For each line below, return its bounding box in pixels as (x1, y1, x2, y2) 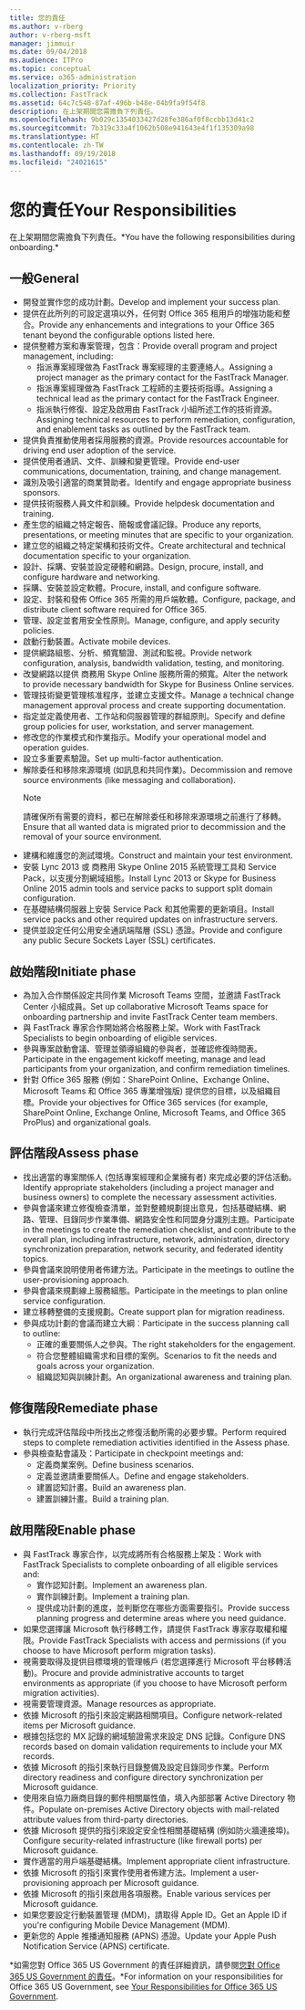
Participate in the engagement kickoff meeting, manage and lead (22, 1053, 266, 1064)
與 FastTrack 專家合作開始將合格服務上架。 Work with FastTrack (22, 1022, 261, 1033)
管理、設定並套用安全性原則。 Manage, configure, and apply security (22, 615, 280, 626)
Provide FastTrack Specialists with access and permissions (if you (38, 1635, 287, 1646)
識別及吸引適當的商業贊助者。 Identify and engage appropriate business (22, 476, 291, 488)
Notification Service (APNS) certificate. (22, 1941, 170, 1952)
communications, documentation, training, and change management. (22, 466, 282, 477)
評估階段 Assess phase (9, 1146, 139, 1161)
